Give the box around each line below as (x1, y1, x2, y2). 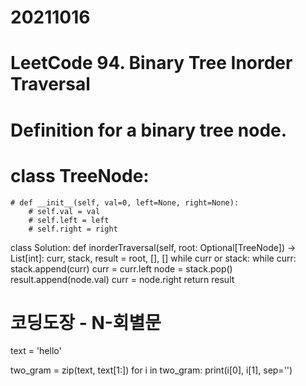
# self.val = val (28, 206, 101, 216)
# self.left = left (28, 215, 110, 225)
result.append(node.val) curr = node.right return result (10, 273, 235, 285)
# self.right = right (28, 224, 118, 234)
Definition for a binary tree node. (10, 119, 288, 141)
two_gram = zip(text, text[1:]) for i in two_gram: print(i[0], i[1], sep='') (10, 364, 293, 376)
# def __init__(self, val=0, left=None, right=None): (10, 197, 240, 208)
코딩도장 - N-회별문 (10, 311, 162, 334)
